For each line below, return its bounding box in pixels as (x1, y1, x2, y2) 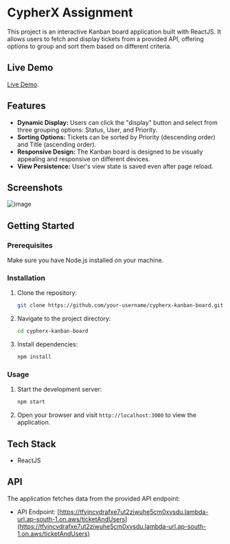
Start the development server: (16, 386, 102, 394)
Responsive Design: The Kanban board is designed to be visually (16, 147, 203, 156)
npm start (16, 399, 46, 405)
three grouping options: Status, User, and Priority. (16, 126, 158, 134)
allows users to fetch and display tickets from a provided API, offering (7, 34, 204, 43)
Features (7, 100, 46, 112)
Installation (7, 273, 46, 283)
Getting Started (7, 220, 75, 231)
